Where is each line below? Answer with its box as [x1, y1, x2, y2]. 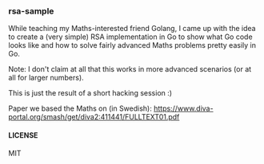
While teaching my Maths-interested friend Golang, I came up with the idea [8, 24, 256, 33]
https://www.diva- [153, 103, 214, 113]
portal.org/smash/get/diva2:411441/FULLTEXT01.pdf [8, 112, 180, 122]
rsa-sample [8, 6, 54, 17]
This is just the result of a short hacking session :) [8, 88, 173, 98]
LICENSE [8, 130, 38, 140]
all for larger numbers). [8, 73, 84, 83]
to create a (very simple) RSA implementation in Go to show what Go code [8, 32, 254, 41]
